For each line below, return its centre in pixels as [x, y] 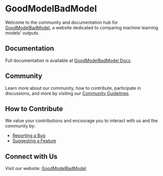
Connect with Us [31, 156]
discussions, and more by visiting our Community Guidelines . [68, 93]
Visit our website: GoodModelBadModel [46, 169]
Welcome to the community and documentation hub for [61, 22]
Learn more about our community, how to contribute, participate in [73, 88]
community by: [20, 126]
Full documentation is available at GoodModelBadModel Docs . [69, 60]
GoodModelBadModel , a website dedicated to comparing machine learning [82, 27]
